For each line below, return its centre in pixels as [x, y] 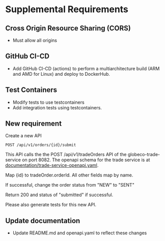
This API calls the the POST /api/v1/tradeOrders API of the [66, 155]
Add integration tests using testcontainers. [57, 107]
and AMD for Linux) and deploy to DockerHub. [61, 74]
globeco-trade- [144, 155]
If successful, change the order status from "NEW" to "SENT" [70, 185]
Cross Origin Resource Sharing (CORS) [68, 28]
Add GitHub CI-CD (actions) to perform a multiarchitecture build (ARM [86, 68]
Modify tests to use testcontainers [49, 102]
